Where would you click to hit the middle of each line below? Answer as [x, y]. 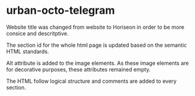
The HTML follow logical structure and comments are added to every [91, 81]
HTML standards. [28, 51]
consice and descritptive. [37, 33]
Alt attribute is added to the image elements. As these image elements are [97, 63]
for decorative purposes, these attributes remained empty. [79, 69]
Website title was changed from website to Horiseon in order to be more [95, 27]
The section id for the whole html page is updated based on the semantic [97, 45]
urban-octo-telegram [61, 10]
